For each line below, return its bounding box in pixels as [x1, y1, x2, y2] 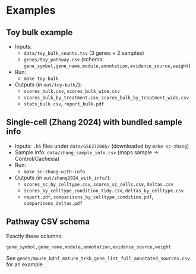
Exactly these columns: [6, 232, 64, 239]
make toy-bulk [23, 76, 59, 82]
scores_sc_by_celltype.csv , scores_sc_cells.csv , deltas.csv [23, 180, 174, 188]
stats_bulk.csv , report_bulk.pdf [23, 100, 105, 107]
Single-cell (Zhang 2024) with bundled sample [6, 117, 182, 127]
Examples [6, 4, 56, 17]
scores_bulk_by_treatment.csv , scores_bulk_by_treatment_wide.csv [23, 94, 189, 101]
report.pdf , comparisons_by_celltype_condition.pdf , [23, 193, 154, 200]
